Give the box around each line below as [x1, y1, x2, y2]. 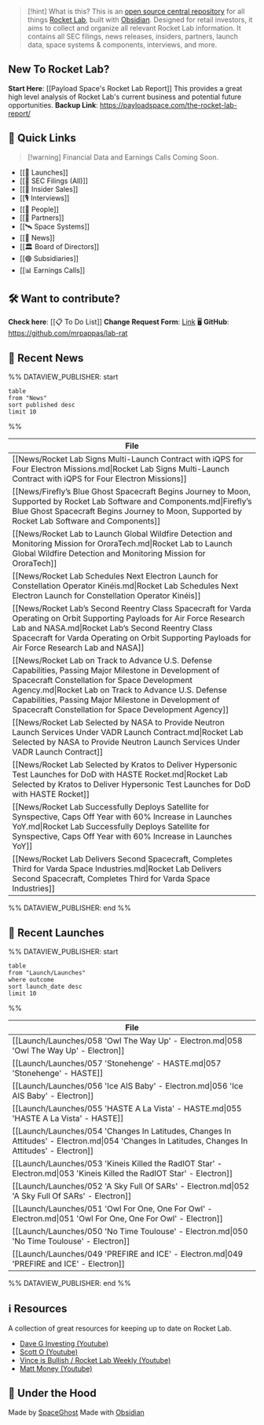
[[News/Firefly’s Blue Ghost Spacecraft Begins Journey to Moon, [12, 487, 251, 498]
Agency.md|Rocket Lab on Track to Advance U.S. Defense [12, 685, 228, 696]
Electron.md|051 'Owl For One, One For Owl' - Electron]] [12, 1214, 223, 1225]
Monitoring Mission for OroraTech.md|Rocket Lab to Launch [12, 538, 233, 549]
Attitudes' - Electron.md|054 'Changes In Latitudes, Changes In [12, 1136, 248, 1147]
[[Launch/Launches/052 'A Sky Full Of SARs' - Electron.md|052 [12, 1181, 250, 1192]
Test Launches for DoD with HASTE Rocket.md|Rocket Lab [12, 769, 228, 780]
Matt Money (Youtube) [19, 1364, 93, 1373]
